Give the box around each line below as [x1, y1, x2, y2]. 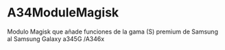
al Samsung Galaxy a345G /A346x [7, 34, 105, 42]
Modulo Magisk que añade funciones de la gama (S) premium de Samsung [7, 27, 218, 36]
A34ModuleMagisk [7, 5, 119, 21]
